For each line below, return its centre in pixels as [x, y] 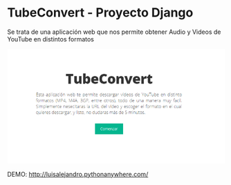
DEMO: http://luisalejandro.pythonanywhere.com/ [78, 174]
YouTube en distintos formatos [51, 39]
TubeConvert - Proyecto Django [100, 13]
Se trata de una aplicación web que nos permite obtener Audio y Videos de [114, 32]
